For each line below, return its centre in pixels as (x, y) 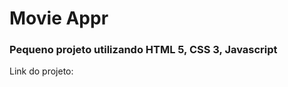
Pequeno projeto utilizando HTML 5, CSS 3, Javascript (143, 50)
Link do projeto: (41, 71)
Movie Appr (59, 18)
